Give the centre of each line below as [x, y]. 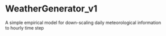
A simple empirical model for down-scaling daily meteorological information [83, 22]
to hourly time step [24, 27]
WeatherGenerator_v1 [51, 9]
